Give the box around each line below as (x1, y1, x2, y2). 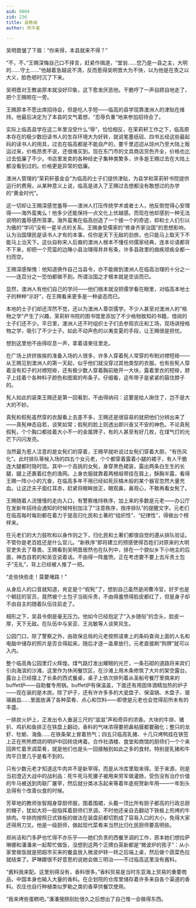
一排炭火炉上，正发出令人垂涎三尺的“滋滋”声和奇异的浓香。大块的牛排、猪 (6, 716, 185, 723)
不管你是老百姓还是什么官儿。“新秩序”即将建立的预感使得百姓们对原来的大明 (6, 539, 190, 546)
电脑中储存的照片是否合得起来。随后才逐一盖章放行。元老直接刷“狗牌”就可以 (6, 640, 190, 647)
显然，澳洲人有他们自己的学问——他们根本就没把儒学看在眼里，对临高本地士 (6, 285, 190, 293)
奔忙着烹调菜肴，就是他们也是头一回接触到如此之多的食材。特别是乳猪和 (10, 745, 185, 753)
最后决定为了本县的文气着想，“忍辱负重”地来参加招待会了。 (21, 114, 164, 121)
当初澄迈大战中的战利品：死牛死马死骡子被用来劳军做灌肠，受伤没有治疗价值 (6, 773, 190, 780)
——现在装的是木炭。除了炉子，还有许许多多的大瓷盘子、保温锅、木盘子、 (6, 689, 185, 696)
